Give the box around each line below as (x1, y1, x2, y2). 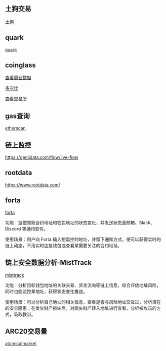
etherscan (5, 125, 26, 131)
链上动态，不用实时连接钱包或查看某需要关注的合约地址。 (5, 242, 122, 248)
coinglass (5, 61, 36, 69)
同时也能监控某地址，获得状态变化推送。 (5, 288, 87, 294)
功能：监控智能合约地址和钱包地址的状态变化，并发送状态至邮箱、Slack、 (5, 220, 155, 226)
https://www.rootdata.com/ (5, 181, 60, 187)
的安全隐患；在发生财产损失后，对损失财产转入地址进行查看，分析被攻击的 (5, 305, 157, 311)
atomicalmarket (5, 341, 37, 347)
